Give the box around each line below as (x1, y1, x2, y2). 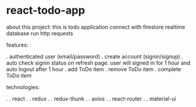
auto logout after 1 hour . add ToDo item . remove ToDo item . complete (6, 65, 182, 72)
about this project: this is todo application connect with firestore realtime (6, 23, 186, 30)
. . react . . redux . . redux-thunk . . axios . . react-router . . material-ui (6, 95, 176, 102)
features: (6, 41, 29, 48)
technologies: (6, 83, 40, 90)
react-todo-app (6, 4, 85, 17)
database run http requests (6, 29, 74, 36)
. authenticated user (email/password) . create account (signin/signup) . (6, 53, 184, 60)
